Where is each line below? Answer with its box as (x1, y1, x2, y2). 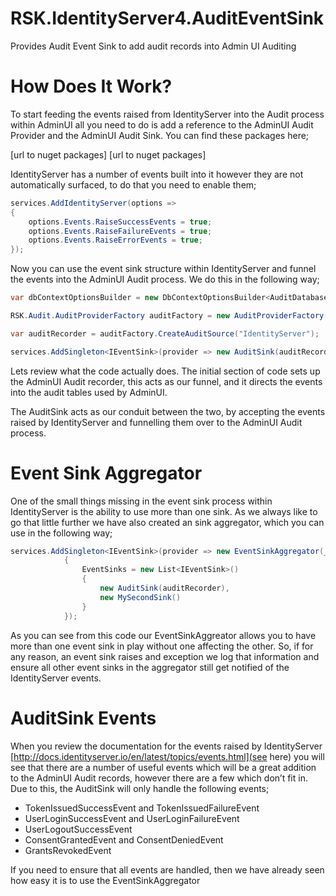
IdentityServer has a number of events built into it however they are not (10, 168, 304, 180)
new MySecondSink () (99, 592, 182, 602)
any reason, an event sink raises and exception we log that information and (10, 650, 320, 662)
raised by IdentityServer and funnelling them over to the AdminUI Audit (10, 416, 303, 428)
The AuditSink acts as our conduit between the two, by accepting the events (10, 405, 326, 417)
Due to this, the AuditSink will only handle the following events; (10, 782, 270, 794)
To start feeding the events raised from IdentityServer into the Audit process (10, 108, 325, 120)
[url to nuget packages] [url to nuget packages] (10, 148, 207, 161)
